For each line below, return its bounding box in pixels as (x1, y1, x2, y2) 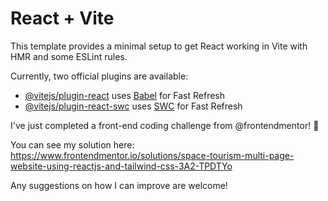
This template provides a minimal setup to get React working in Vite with (10, 40, 308, 52)
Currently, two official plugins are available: (10, 70, 189, 82)
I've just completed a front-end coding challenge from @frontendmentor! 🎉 (10, 119, 320, 131)
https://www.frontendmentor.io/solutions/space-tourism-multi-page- (10, 149, 295, 161)
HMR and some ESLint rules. (10, 50, 128, 62)
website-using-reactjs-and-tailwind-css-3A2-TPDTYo (10, 160, 233, 172)
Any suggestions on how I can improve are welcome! (10, 179, 228, 191)
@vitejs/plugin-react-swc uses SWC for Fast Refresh (24, 100, 243, 112)
